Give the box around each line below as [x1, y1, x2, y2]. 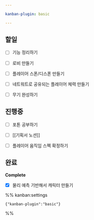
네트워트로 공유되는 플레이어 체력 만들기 [12, 81, 90, 87]
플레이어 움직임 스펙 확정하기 [12, 142, 68, 148]
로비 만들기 [12, 60, 34, 66]
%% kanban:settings [5, 192, 48, 198]
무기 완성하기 [12, 91, 38, 97]
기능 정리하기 [12, 49, 38, 55]
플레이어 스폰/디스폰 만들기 [12, 70, 65, 77]
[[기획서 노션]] [12, 132, 41, 138]
